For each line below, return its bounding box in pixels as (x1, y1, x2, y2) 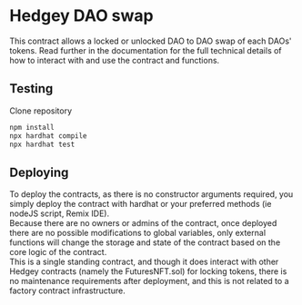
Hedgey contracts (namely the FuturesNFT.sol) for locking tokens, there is (9, 266, 287, 277)
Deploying (9, 164, 69, 180)
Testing (9, 81, 54, 96)
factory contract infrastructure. (9, 285, 126, 296)
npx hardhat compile (9, 131, 88, 141)
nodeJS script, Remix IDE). (9, 208, 110, 219)
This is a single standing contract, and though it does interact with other (9, 256, 279, 268)
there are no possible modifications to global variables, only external (9, 228, 267, 239)
